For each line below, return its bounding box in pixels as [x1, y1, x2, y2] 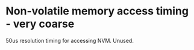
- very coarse [5, 17, 75, 31]
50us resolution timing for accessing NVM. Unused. [5, 37, 134, 44]
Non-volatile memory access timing [5, 4, 189, 18]
